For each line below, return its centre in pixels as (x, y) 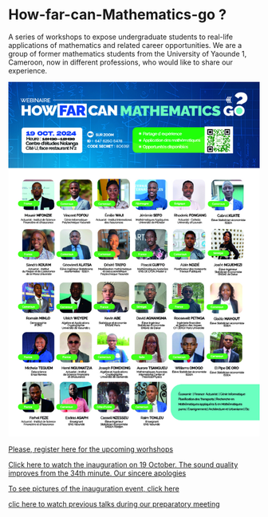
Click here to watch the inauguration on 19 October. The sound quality (123, 464)
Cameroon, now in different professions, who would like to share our (121, 62)
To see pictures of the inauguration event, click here (94, 488)
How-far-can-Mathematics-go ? (118, 15)
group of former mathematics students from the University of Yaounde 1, (128, 53)
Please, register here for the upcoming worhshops (91, 449)
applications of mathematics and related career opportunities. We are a (125, 45)
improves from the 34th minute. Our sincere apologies (97, 473)
